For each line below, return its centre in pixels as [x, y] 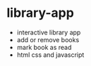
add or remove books [48, 39]
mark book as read [44, 47]
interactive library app [49, 32]
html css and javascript [50, 55]
